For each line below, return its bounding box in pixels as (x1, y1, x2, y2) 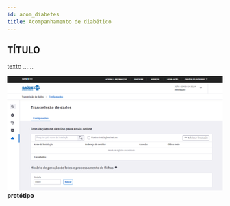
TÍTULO (7, 44, 40, 56)
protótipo (7, 191, 34, 199)
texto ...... (7, 62, 34, 71)
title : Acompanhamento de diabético (7, 18, 112, 25)
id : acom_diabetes (7, 11, 60, 18)
